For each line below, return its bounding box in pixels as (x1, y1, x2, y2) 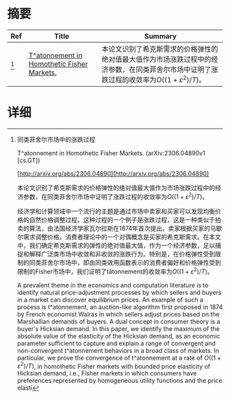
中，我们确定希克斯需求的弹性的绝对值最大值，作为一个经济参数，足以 (16, 241, 216, 250)
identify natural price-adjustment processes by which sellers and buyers (16, 288, 222, 296)
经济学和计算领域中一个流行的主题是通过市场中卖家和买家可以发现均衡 (16, 207, 216, 215)
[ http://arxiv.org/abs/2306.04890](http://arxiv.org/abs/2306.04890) (16, 170, 209, 178)
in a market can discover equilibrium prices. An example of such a (16, 295, 204, 304)
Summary (144, 31, 177, 41)
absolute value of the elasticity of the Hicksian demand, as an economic (16, 332, 220, 340)
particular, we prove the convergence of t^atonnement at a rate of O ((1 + (16, 354, 221, 362)
